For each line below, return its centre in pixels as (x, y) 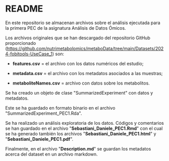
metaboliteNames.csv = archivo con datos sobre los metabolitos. (81, 83)
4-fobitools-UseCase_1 (29, 54)
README (24, 9)
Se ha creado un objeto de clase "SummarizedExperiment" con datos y (79, 93)
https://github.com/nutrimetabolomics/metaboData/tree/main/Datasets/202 (85, 48)
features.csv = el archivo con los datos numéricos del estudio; (78, 63)
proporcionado (21, 43)
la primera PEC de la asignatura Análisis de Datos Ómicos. (66, 28)
